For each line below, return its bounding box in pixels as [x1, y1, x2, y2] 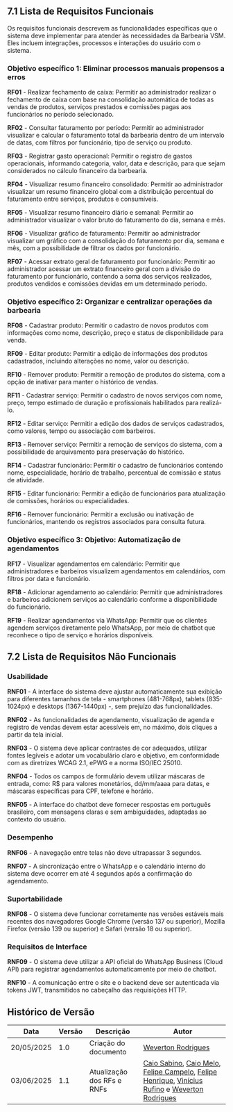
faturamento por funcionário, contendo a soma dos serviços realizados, [7, 272, 212, 281]
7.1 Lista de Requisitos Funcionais [7, 6, 154, 17]
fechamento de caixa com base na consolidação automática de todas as [7, 95, 214, 104]
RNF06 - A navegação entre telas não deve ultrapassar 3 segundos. [7, 848, 202, 857]
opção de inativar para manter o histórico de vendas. [7, 378, 159, 386]
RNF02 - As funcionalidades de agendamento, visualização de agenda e [7, 716, 215, 724]
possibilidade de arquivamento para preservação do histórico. [7, 448, 185, 456]
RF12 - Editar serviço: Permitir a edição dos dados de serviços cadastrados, [7, 420, 225, 428]
